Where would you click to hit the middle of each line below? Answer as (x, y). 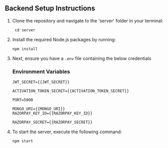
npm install (25, 49)
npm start (23, 141)
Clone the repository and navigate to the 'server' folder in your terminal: (88, 20)
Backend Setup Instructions (50, 8)
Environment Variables (41, 71)
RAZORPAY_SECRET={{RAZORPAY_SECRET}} (52, 122)
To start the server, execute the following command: (67, 132)
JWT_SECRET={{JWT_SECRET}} (41, 82)
